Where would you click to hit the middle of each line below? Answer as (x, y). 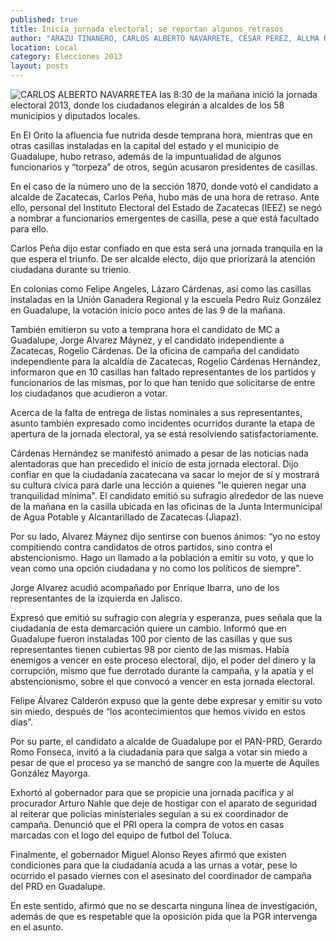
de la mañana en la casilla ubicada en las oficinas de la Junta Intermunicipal (166, 506)
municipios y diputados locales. (75, 115)
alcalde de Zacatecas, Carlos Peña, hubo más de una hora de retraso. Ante (165, 197)
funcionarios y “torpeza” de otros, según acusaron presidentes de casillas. (164, 167)
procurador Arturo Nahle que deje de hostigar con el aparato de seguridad (163, 803)
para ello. (30, 229)
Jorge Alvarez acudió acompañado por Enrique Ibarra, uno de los (145, 587)
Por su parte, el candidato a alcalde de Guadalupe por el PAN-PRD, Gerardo (166, 741)
